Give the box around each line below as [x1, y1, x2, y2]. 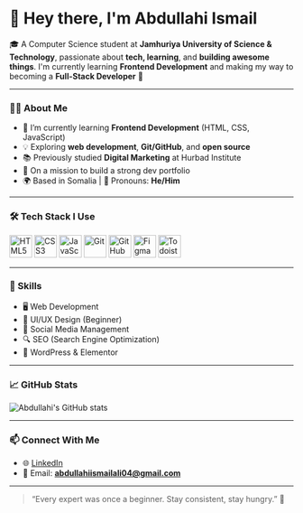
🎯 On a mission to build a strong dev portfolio [22, 165, 191, 176]
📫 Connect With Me [9, 434, 100, 446]
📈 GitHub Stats [9, 378, 78, 391]
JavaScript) [22, 132, 66, 143]
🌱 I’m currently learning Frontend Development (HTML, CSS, [22, 122, 250, 134]
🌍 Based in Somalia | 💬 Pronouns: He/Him [22, 175, 180, 186]
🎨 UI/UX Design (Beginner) [22, 313, 123, 324]
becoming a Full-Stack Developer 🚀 [9, 70, 144, 81]
